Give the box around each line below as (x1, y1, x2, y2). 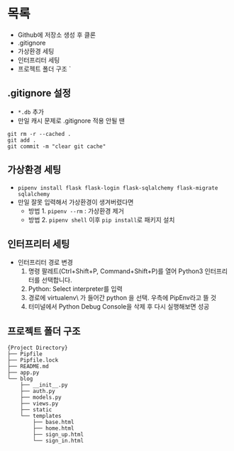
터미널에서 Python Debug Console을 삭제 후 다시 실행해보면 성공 (28, 302, 210, 311)
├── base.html (33, 418, 74, 426)
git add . (7, 137, 37, 144)
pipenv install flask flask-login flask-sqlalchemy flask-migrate (17, 184, 218, 191)
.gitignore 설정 (7, 87, 71, 99)
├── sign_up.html (33, 431, 84, 438)
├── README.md (7, 363, 50, 370)
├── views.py (20, 400, 59, 407)
